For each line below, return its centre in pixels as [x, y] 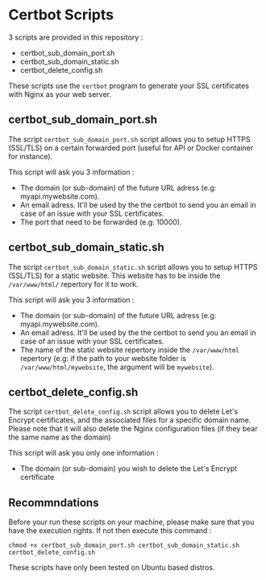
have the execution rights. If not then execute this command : [110, 531]
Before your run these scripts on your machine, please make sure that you [131, 522]
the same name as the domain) [60, 437]
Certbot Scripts [61, 15]
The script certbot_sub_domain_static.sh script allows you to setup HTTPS [133, 267]
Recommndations [54, 502]
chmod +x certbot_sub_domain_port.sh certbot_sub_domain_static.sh [124, 546]
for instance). [31, 156]
